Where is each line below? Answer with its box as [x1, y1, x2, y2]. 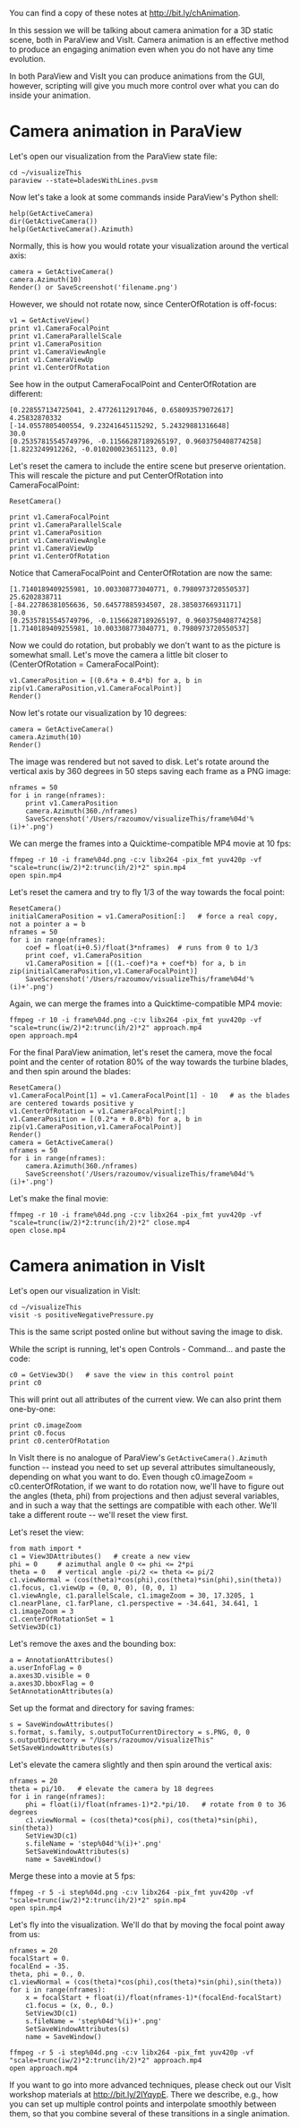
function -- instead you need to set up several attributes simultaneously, [9, 1461, 276, 1472]
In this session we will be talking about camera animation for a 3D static [9, 25, 274, 35]
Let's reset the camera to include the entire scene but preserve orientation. [9, 461, 287, 471]
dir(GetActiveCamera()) [9, 217, 99, 226]
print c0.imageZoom [9, 1420, 82, 1430]
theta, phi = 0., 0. [9, 1969, 87, 1978]
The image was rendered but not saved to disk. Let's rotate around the [9, 756, 270, 767]
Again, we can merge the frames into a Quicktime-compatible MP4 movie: [9, 998, 283, 1009]
